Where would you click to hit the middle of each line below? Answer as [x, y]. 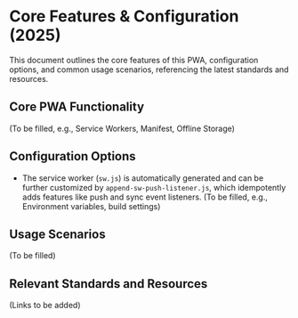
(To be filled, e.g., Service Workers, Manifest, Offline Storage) [122, 128]
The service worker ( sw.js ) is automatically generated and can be [143, 178]
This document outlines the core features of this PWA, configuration [134, 60]
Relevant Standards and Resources [109, 284]
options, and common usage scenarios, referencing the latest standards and [149, 69]
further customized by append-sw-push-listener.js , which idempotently [154, 187]
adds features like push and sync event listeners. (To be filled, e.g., [145, 197]
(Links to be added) [45, 306]
